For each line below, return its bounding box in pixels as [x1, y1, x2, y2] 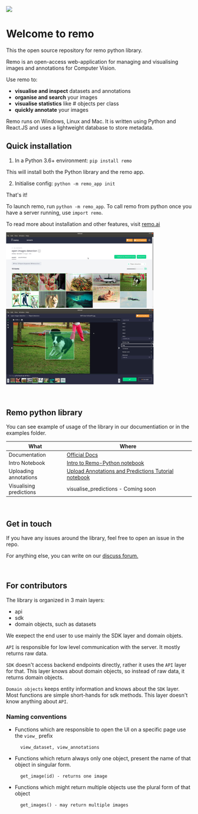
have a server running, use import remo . [6, 209, 103, 216]
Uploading [8, 467, 34, 475]
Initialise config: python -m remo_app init [14, 180, 115, 187]
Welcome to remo [6, 27, 94, 41]
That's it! [6, 191, 28, 198]
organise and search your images [14, 93, 98, 101]
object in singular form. [14, 761, 71, 768]
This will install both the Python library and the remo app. [6, 168, 145, 175]
